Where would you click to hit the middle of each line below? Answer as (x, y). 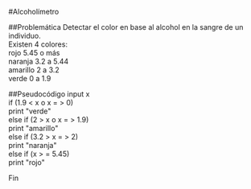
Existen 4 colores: (38, 44)
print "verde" (30, 111)
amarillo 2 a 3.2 (34, 70)
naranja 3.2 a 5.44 (39, 61)
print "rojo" (27, 162)
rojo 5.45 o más (34, 53)
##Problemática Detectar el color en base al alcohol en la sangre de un (126, 27)
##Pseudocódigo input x (49, 94)
